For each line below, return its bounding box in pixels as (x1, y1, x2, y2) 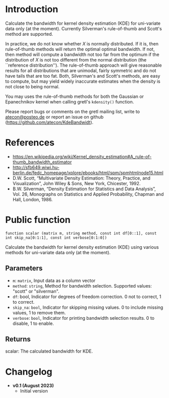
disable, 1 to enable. (12, 320, 54, 326)
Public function (5, 214, 71, 225)
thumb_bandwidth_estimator (12, 159, 72, 165)
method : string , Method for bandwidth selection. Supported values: (12, 282, 152, 289)
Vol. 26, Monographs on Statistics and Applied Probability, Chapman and (12, 191, 164, 197)
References (5, 137, 54, 148)
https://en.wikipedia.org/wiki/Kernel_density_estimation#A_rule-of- (12, 153, 152, 159)
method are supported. (5, 31, 53, 37)
